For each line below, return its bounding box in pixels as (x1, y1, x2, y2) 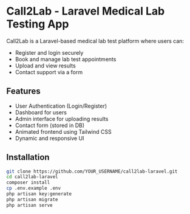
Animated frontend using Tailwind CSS (15, 128, 112, 135)
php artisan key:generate (6, 191, 72, 197)
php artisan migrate (6, 196, 59, 202)
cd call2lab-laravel (6, 174, 59, 180)
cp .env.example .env (6, 185, 61, 192)
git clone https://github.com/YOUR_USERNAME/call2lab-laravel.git (6, 168, 178, 174)
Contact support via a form (15, 68, 83, 75)
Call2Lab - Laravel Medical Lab (6, 4, 165, 18)
